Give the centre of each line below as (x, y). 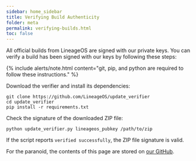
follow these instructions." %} (42, 75)
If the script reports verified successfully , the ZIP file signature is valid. (95, 140)
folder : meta (22, 22)
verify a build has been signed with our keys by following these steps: (91, 57)
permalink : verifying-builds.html (49, 28)
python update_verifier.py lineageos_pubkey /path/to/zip (79, 129)
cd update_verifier (30, 102)
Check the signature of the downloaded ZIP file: (65, 118)
